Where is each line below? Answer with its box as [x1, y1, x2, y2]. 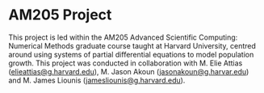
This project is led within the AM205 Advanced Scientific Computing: [8, 32, 238, 42]
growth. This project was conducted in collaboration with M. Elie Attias [8, 58, 243, 68]
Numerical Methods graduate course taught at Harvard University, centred [8, 40, 256, 50]
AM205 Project [8, 6, 112, 24]
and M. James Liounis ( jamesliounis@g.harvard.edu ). [8, 75, 186, 85]
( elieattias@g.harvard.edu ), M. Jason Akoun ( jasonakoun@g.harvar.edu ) [8, 66, 249, 76]
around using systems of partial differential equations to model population [8, 49, 254, 59]
